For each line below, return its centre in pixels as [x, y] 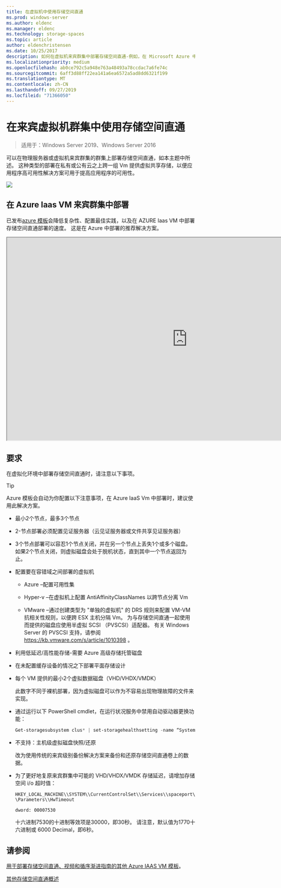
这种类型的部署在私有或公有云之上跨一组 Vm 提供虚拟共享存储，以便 [102, 165]
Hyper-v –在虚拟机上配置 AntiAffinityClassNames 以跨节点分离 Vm [106, 597]
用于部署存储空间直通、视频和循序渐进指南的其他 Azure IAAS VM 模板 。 [95, 866]
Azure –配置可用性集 [49, 585]
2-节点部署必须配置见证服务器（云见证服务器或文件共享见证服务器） [99, 531]
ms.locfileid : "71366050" [38, 96]
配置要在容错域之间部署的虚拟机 [54, 572]
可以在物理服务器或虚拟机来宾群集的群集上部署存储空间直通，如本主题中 [95, 157]
